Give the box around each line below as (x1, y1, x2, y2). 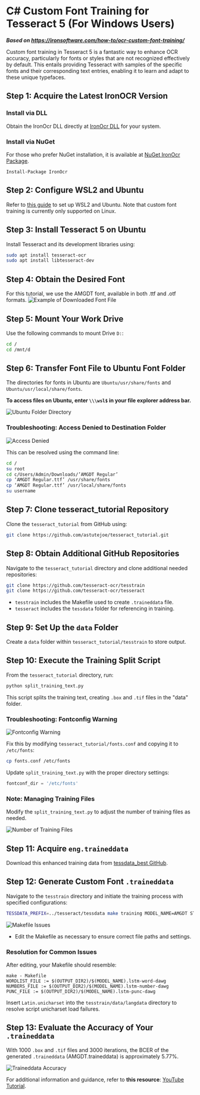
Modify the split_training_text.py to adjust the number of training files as (6, 808, 190, 815)
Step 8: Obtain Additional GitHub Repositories (6, 549, 180, 559)
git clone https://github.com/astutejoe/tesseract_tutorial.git (6, 532, 169, 538)
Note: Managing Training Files (6, 794, 95, 803)
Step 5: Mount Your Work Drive (6, 314, 124, 324)
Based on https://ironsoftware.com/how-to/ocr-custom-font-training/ (6, 36, 185, 44)
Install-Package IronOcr (6, 169, 68, 175)
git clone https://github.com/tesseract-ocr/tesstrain (6, 582, 145, 588)
